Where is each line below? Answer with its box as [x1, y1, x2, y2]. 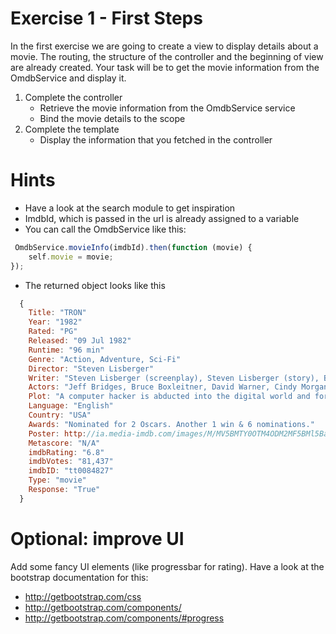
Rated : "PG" [28, 327, 78, 337]
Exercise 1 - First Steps [10, 7, 203, 30]
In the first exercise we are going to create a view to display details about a [10, 40, 319, 52]
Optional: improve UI [10, 527, 185, 550]
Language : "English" [28, 401, 114, 411]
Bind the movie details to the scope [39, 112, 186, 124]
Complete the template [24, 123, 120, 135]
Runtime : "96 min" [28, 345, 105, 355]
